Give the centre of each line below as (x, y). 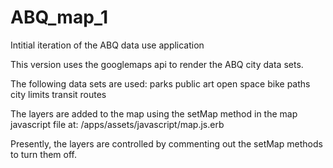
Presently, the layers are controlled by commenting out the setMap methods (166, 143)
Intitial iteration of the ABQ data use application (107, 45)
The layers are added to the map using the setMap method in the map (154, 113)
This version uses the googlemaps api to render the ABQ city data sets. (157, 64)
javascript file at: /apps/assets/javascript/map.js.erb (117, 124)
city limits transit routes (58, 94)
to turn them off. (44, 154)
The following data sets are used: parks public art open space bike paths (160, 83)
